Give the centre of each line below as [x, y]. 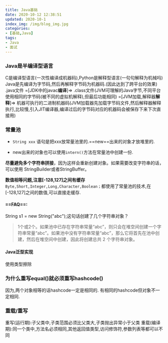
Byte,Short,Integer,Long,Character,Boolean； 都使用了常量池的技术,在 [78, 186]
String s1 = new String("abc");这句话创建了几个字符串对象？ [67, 216]
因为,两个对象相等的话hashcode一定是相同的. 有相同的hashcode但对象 [78, 290]
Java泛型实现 [19, 252]
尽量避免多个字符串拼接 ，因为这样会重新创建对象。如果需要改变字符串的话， [85, 163]
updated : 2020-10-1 [26, 19]
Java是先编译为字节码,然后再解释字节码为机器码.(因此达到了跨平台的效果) [81, 84]
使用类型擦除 [18, 264]
